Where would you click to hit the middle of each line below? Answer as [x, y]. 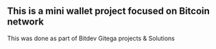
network [26, 22]
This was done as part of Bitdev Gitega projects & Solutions [91, 38]
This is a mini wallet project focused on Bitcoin [109, 11]
